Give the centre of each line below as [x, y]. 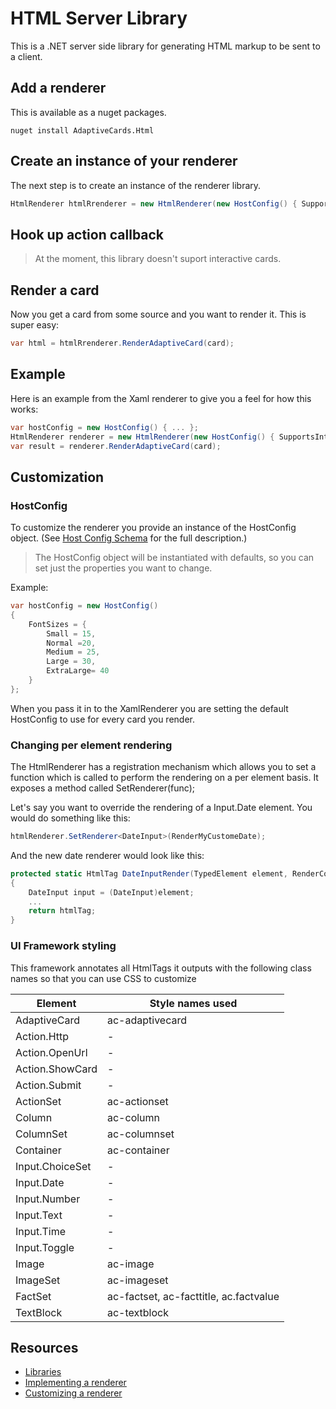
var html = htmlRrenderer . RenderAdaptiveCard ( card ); [122, 343]
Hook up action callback [87, 234]
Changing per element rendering [91, 745]
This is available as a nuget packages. [88, 112]
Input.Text [39, 1215]
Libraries [43, 1372]
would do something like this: [70, 818]
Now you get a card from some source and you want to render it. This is [158, 314]
